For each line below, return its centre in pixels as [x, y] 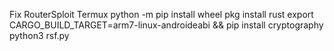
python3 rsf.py [39, 35]
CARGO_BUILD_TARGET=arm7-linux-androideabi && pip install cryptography [166, 25]
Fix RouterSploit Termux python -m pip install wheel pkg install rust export [161, 14]
